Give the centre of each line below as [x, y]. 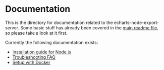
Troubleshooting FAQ [34, 57]
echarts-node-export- [137, 23]
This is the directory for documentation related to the [59, 23]
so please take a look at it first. [36, 33]
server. [12, 27]
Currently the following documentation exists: [52, 42]
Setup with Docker [31, 62]
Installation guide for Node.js [42, 52]
